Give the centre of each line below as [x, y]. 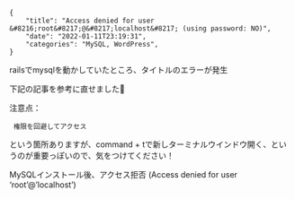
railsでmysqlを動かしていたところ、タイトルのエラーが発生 [119, 70]
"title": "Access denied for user [90, 21]
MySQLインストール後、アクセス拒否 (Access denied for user [124, 174]
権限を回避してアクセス [50, 126]
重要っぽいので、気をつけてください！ [104, 156]
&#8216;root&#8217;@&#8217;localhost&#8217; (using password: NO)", [140, 29]
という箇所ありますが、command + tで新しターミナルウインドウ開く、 [140, 144]
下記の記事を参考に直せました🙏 [67, 89]
